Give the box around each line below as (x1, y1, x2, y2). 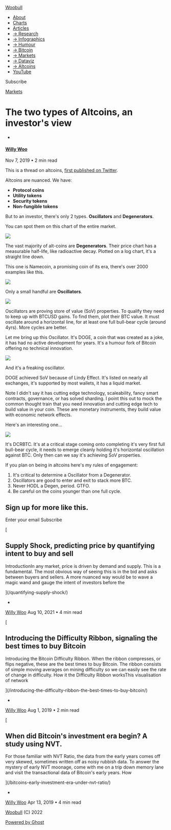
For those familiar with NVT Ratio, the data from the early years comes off (5, 753, 161, 759)
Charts (12, 20, 27, 26)
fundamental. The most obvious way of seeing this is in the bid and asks (5, 568, 157, 574)
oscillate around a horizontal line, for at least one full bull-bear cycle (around (5, 319, 166, 325)
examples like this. (5, 269, 44, 275)
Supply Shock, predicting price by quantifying (5, 541, 155, 550)
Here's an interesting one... (5, 422, 62, 428)
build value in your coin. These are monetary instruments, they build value (5, 407, 161, 413)
